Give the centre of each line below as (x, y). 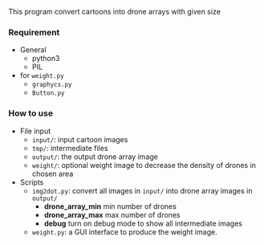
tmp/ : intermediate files (70, 148)
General (33, 50)
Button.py (49, 93)
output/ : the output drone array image (95, 157)
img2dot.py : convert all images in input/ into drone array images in (142, 190)
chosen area (53, 174)
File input (35, 131)
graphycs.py (52, 85)
